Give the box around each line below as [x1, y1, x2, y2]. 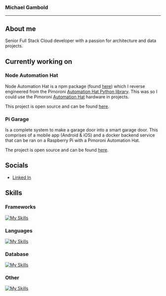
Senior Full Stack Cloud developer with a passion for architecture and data [5, 38, 157, 43]
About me [5, 24, 36, 33]
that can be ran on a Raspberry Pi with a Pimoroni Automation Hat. [5, 137, 140, 143]
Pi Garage [5, 116, 29, 123]
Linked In [12, 174, 31, 180]
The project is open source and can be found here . [5, 147, 109, 153]
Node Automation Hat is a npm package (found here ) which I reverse [5, 83, 145, 89]
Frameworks [5, 204, 36, 211]
